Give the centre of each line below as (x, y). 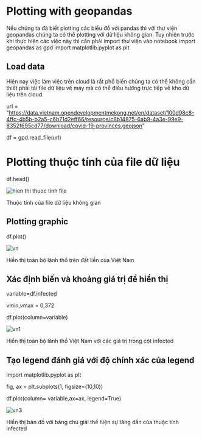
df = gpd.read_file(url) (34, 137)
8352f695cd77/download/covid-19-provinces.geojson (75, 126)
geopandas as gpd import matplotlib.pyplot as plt (68, 48)
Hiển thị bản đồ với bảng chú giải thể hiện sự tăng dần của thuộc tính (93, 422)
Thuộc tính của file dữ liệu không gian (54, 202)
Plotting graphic (37, 222)
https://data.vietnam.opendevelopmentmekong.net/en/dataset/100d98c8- (102, 112)
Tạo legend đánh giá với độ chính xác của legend (100, 360)
